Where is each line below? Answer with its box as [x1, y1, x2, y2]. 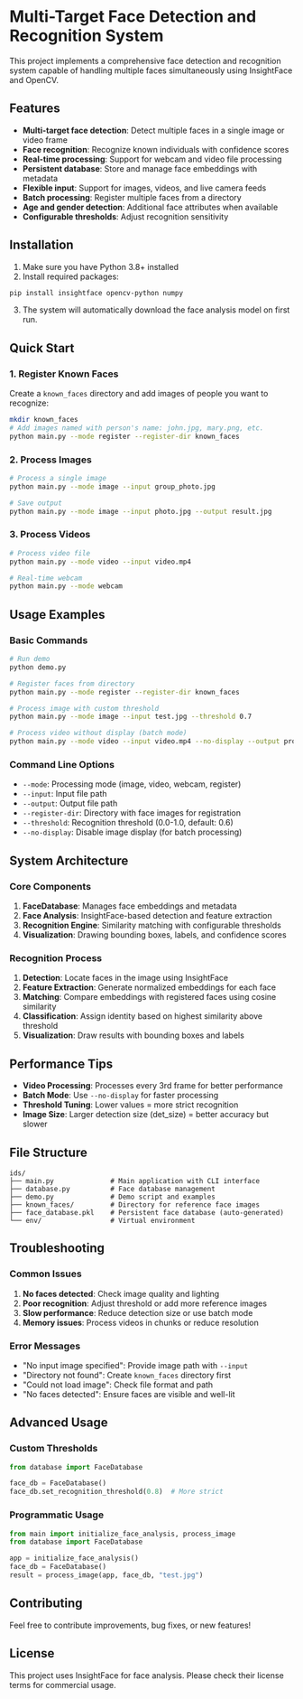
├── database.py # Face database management [9, 1184, 216, 1193]
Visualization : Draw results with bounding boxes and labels [22, 1030, 245, 1041]
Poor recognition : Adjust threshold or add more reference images [22, 1298, 268, 1309]
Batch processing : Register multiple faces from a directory [22, 191, 242, 202]
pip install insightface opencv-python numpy [9, 288, 183, 297]
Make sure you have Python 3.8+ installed [22, 261, 179, 272]
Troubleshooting [9, 1240, 106, 1256]
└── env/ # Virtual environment [9, 1216, 196, 1225]
